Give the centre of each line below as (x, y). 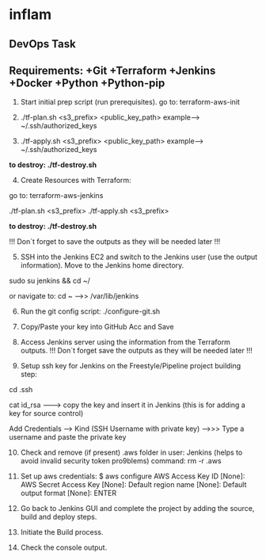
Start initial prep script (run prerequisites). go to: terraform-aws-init (130, 102)
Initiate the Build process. (62, 532)
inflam (30, 15)
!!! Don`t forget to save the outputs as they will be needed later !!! (115, 242)
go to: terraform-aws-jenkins (56, 196)
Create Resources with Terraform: (76, 181)
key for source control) (46, 413)
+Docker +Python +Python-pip (87, 83)
